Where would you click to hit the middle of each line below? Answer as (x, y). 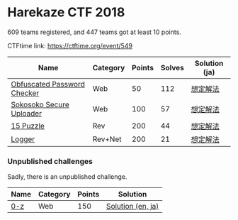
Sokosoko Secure (40, 104)
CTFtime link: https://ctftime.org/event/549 (70, 45)
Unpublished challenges (50, 161)
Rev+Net (107, 139)
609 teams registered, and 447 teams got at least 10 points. (95, 32)
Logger (23, 139)
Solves (172, 67)
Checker (25, 93)
